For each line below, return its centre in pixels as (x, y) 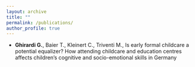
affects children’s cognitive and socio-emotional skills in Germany (96, 58)
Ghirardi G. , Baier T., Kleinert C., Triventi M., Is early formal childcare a (102, 45)
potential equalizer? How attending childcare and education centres (98, 52)
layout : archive (26, 12)
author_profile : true (33, 28)
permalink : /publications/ (40, 23)
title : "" (19, 17)
